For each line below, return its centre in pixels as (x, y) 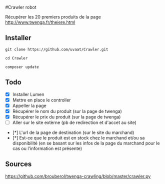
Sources (18, 164)
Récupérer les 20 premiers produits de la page (53, 17)
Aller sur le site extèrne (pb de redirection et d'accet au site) (74, 122)
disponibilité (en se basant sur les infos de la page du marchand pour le (86, 143)
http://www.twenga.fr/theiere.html (40, 22)
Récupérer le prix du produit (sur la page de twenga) (66, 116)
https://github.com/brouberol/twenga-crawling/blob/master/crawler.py (78, 176)
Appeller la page (29, 105)
